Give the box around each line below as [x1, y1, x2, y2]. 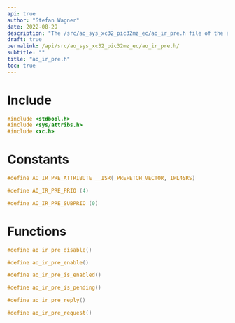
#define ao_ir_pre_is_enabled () [7, 271, 101, 279]
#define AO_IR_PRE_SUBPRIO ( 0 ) [7, 200, 99, 206]
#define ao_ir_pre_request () [7, 310, 92, 317]
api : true [7, 10, 36, 17]
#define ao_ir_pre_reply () [7, 297, 86, 304]
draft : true [7, 36, 42, 43]
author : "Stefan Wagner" [7, 17, 80, 24]
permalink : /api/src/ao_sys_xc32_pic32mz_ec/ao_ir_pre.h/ [7, 43, 180, 50]
